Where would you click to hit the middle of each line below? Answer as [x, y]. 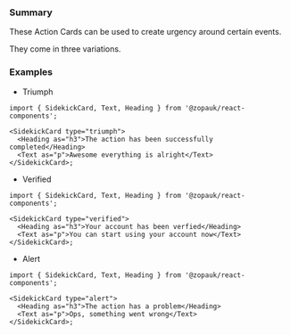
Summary [31, 12]
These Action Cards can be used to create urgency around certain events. [145, 32]
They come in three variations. [65, 49]
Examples [31, 72]
